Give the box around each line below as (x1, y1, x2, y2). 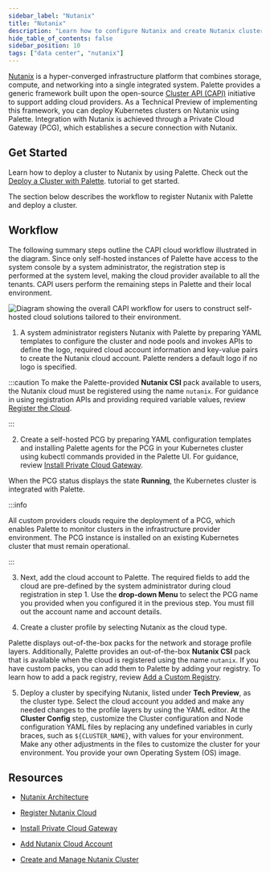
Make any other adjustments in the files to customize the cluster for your (19, 739, 260, 749)
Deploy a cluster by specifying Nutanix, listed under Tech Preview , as (19, 687, 252, 697)
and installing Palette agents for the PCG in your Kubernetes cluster (19, 442, 243, 452)
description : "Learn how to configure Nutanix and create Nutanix (8, 27, 235, 35)
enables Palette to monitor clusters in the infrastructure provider (8, 524, 221, 534)
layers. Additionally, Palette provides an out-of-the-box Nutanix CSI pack (8, 646, 251, 656)
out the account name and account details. (19, 606, 162, 617)
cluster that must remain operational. (8, 541, 130, 550)
